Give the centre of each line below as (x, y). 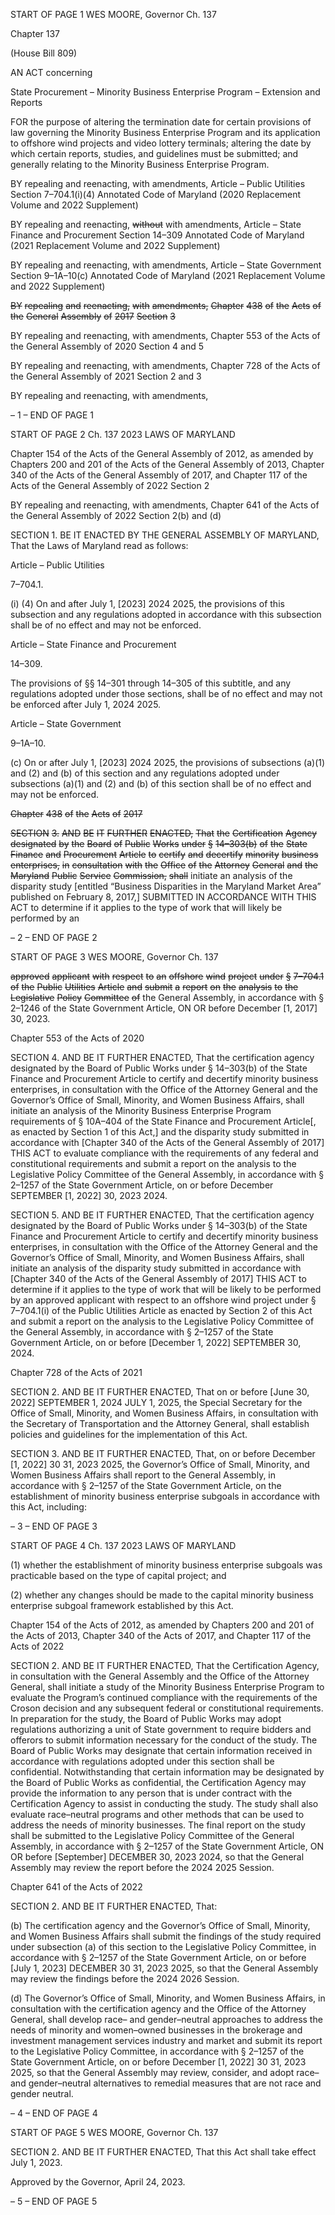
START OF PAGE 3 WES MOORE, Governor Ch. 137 (114, 957)
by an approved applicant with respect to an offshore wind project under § (163, 1300)
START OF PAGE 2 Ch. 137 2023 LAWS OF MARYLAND (123, 434)
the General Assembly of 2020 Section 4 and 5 (107, 346)
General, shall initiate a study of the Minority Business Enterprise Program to (167, 1687)
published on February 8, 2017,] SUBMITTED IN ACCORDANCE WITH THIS (163, 897)
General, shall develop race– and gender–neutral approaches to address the (166, 2019)
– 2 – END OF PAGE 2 (54, 937)
